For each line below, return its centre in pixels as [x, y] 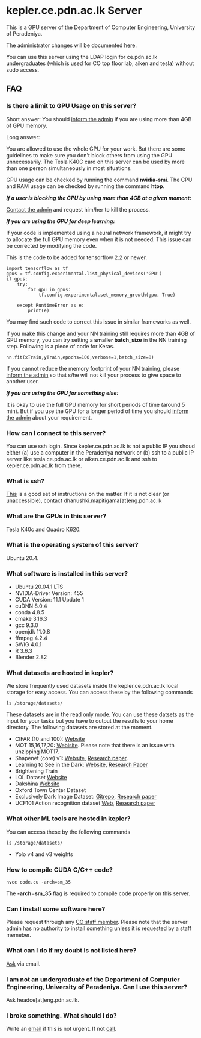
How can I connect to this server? [56, 433]
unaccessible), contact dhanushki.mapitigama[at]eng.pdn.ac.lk [84, 500]
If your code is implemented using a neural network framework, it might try [99, 233]
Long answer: [23, 137]
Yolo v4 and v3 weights [44, 854]
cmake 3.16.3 [31, 619]
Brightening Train [36, 771]
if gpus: [17, 279]
